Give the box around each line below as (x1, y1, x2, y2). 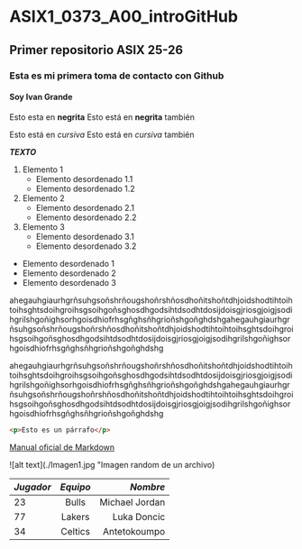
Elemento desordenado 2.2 (35, 212, 137, 223)
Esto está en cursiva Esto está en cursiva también (9, 129, 196, 140)
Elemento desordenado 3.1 (35, 231, 135, 242)
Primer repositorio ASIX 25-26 (9, 42, 183, 58)
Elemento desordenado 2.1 (35, 202, 135, 213)
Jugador (14, 480, 51, 493)
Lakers (60, 510, 90, 523)
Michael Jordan (99, 496, 166, 508)
